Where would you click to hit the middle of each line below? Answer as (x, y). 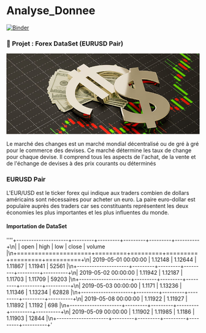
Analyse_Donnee (51, 11)
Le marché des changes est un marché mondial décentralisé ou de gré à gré (103, 144)
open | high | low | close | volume (63, 247)
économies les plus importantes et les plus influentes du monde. (88, 212)
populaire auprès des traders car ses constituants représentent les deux (97, 205)
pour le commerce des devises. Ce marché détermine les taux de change (99, 150)
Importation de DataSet (37, 226)
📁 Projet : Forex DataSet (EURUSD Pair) (65, 44)
